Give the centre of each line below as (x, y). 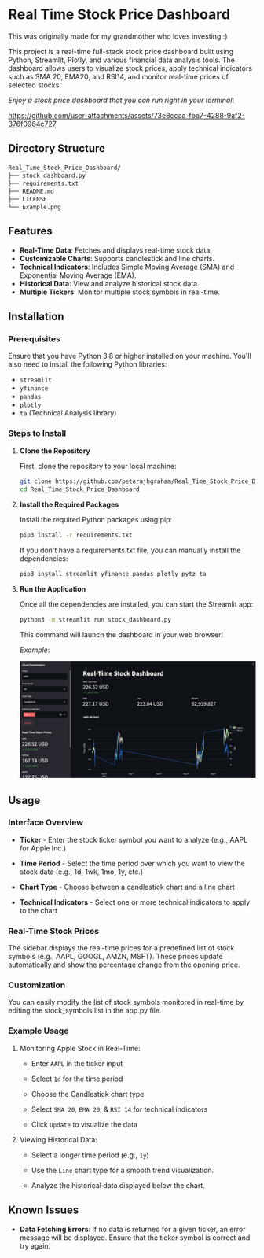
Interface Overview (46, 822)
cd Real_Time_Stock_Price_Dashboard (79, 489)
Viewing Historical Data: (59, 1139)
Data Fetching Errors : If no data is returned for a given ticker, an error (132, 1229)
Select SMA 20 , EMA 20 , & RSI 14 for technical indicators (119, 1109)
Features (30, 231)
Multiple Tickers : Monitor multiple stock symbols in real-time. (119, 292)
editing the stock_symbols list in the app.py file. (85, 1011)
